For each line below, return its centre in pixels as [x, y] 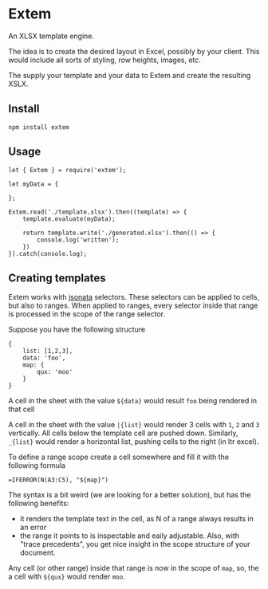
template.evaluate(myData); [69, 219]
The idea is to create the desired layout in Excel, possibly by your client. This [134, 51]
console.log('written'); [78, 240]
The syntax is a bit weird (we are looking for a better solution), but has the [130, 495]
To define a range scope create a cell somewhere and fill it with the [119, 457]
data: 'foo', [44, 358]
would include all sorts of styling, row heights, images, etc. [105, 60]
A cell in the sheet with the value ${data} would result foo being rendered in [133, 401]
